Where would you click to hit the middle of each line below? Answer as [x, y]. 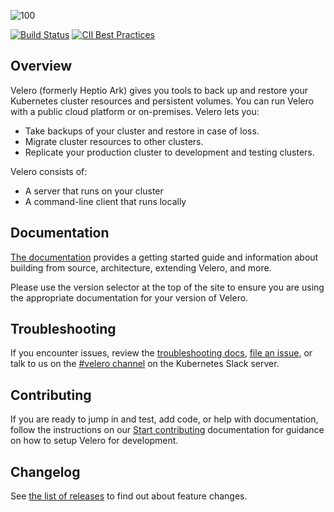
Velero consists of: [49, 171]
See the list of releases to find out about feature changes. [129, 496]
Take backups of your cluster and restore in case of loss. [142, 131]
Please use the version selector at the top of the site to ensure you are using [167, 287]
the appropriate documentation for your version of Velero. [129, 297]
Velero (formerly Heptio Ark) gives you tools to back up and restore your [159, 90]
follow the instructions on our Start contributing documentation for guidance [167, 430]
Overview [41, 66]
